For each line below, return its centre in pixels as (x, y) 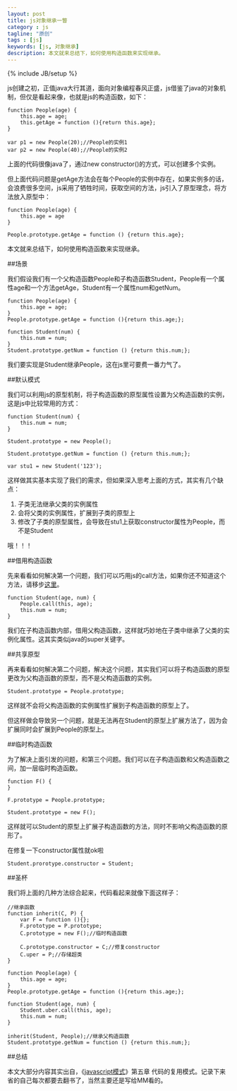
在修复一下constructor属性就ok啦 (56, 850)
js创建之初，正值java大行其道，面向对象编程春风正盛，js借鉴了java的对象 (114, 88)
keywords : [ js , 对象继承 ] (43, 47)
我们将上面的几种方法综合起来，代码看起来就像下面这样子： (94, 892)
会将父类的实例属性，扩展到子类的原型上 (76, 512)
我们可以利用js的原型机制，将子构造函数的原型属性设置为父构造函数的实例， (118, 394)
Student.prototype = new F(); (52, 812)
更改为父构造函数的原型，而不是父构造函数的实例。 (81, 678)
